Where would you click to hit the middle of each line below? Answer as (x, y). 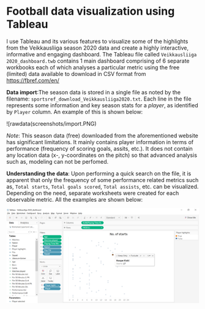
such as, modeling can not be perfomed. (58, 161)
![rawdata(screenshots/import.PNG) (51, 123)
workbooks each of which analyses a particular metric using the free (93, 67)
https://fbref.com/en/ (33, 80)
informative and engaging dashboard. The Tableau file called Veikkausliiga (102, 54)
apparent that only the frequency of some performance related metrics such (102, 180)
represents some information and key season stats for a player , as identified (102, 105)
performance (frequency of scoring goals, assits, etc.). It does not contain (99, 148)
